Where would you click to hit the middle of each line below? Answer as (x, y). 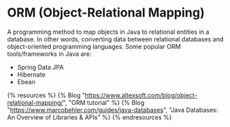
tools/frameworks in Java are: (49, 54)
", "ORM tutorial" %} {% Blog (104, 102)
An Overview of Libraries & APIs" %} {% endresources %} (90, 117)
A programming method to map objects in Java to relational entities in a (108, 32)
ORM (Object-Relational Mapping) (106, 13)
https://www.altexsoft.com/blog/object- (141, 95)
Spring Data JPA (40, 67)
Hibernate (31, 75)
